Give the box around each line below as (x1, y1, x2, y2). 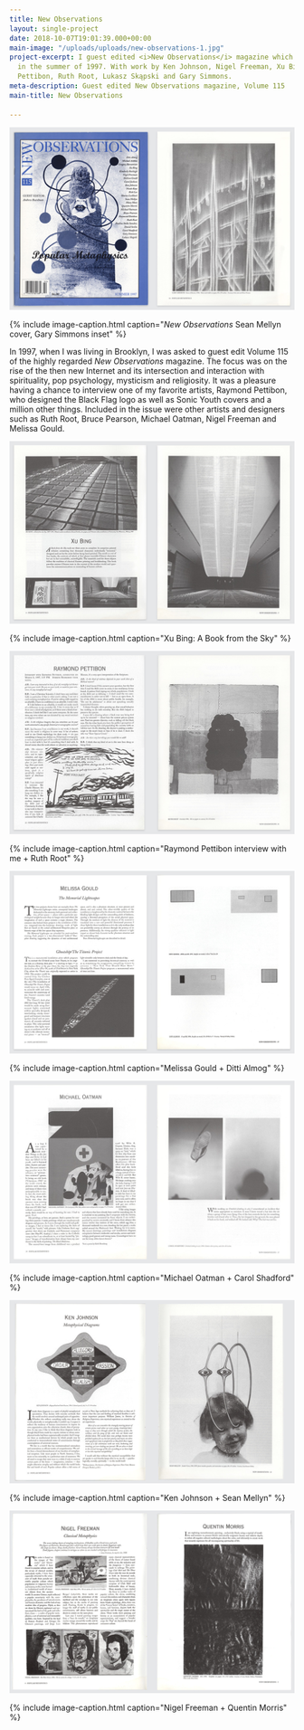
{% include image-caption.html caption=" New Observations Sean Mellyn (9, 318, 282, 329)
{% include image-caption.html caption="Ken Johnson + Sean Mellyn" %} (9, 1492, 286, 1503)
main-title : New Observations (9, 90, 124, 100)
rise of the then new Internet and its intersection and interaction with (9, 365, 265, 375)
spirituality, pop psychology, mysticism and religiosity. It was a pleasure (9, 375, 277, 385)
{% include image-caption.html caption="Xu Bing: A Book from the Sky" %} (9, 633, 291, 644)
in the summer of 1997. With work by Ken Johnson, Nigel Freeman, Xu (17, 62, 285, 71)
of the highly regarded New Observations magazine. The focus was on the (9, 356, 288, 366)
